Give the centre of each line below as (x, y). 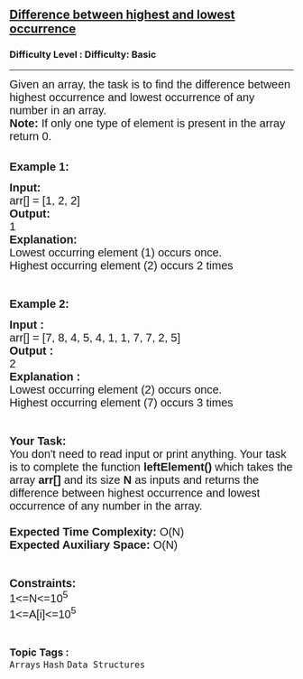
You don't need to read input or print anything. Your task (148, 454)
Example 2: (39, 304)
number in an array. (58, 110)
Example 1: (39, 167)
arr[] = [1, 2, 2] (45, 200)
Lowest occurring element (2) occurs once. (116, 390)
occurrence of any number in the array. (106, 506)
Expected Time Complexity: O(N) (97, 531)
